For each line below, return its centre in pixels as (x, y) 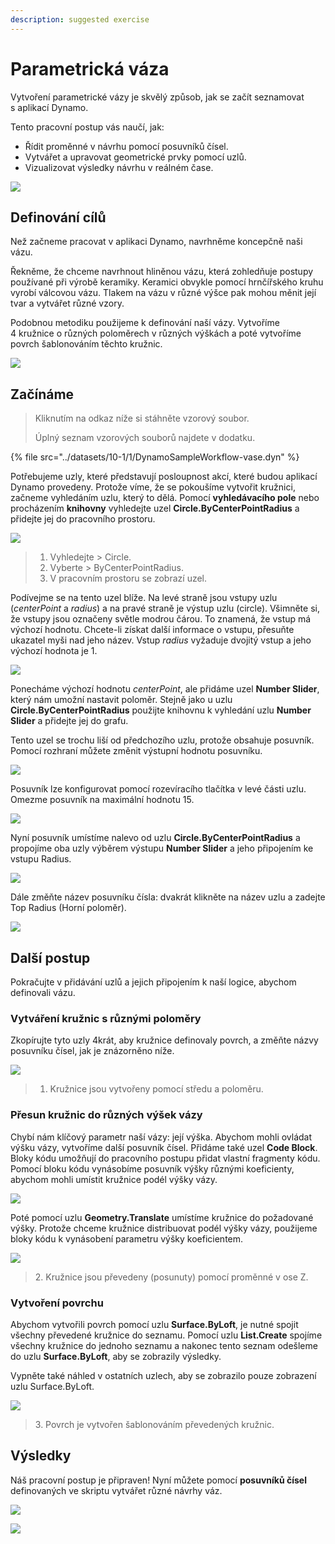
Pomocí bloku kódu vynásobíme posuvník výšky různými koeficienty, (152, 1168)
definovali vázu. (43, 992)
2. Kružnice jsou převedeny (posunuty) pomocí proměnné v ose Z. (171, 1277)
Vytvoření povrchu (57, 1303)
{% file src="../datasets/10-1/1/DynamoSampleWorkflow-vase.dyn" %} (155, 457)
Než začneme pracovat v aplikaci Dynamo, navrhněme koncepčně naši (156, 242)
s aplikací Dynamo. (49, 107)
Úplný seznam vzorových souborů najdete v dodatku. (145, 438)
